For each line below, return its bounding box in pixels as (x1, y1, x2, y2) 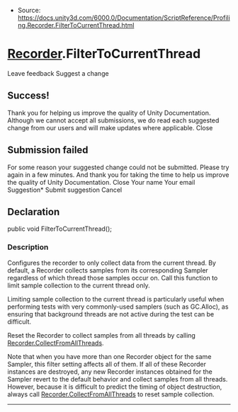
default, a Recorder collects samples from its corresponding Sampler (7, 265, 209, 275)
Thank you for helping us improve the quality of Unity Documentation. (7, 108, 211, 117)
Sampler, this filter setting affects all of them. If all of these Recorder (7, 360, 207, 368)
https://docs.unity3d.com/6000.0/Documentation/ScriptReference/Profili (17, 13, 230, 22)
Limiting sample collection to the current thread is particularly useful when (7, 294, 225, 303)
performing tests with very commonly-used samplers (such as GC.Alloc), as (7, 302, 229, 311)
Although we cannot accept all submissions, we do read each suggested (7, 116, 220, 125)
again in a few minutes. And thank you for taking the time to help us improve (7, 170, 229, 179)
